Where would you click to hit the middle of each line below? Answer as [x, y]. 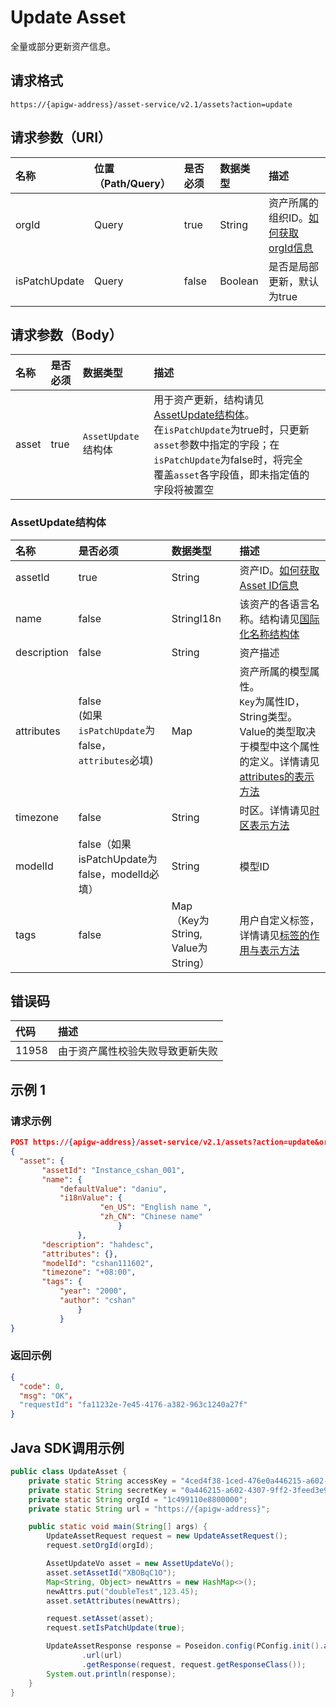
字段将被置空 [184, 490]
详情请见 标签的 [274, 935]
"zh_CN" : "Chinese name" [151, 1217]
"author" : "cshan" [98, 1301]
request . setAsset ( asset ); [100, 1619]
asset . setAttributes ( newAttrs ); [114, 1601]
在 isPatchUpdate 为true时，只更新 [231, 430]
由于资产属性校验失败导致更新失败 [137, 1051]
